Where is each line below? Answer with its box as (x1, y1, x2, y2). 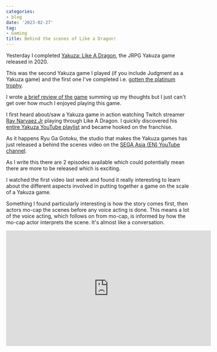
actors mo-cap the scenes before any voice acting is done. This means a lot (6, 207, 190, 213)
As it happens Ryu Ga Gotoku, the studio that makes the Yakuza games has (6, 135, 188, 141)
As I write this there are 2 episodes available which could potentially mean (6, 159, 185, 165)
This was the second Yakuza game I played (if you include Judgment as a (6, 70, 184, 76)
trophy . (6, 82, 23, 89)
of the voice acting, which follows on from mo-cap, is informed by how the (6, 212, 186, 219)
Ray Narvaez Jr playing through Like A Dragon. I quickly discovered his (6, 117, 177, 124)
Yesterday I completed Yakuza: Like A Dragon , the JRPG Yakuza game (6, 52, 175, 59)
